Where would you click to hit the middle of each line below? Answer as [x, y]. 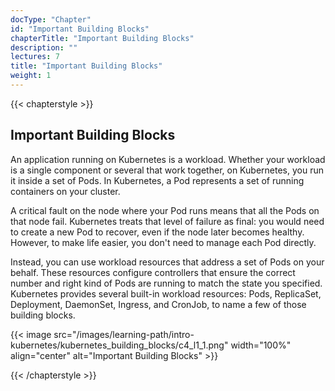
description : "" [44, 47]
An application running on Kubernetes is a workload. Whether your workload [168, 159]
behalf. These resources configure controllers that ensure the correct [153, 272]
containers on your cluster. [65, 191]
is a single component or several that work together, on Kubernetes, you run [167, 170]
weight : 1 [31, 76]
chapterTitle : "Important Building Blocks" [102, 38]
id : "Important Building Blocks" [80, 29]
